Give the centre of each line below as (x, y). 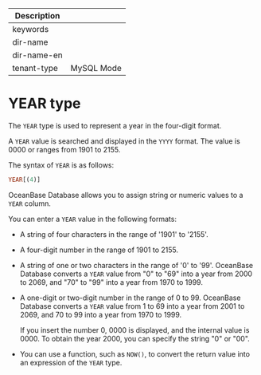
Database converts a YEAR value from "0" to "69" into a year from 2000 (136, 274)
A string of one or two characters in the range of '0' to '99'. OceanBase (136, 265)
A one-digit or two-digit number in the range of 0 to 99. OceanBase (130, 298)
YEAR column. (30, 203)
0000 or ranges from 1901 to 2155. (64, 149)
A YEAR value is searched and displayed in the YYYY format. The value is (124, 141)
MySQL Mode (96, 68)
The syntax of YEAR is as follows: (61, 165)
